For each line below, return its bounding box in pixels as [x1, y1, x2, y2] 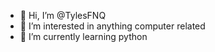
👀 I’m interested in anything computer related [19, 20, 206, 32]
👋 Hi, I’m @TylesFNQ [19, 10, 107, 21]
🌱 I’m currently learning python [19, 31, 148, 42]
